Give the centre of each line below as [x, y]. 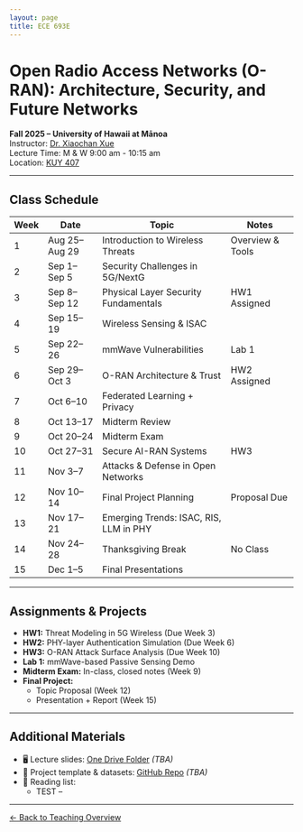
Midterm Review [137, 422]
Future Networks [73, 109]
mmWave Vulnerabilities [153, 350]
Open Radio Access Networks [124, 71]
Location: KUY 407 [44, 162]
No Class [249, 550]
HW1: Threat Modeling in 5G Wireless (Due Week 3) [119, 633]
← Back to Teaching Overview [65, 817]
